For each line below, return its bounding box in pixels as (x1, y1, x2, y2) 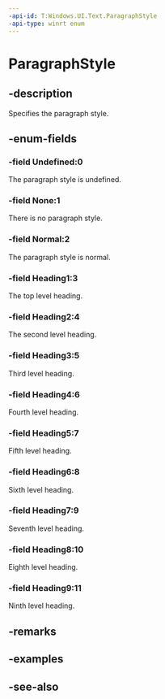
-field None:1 (8, 195, 61, 206)
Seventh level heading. (8, 523, 85, 533)
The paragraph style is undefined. (8, 175, 121, 185)
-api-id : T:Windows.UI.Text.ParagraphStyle (8, 11, 158, 20)
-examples (8, 652, 64, 666)
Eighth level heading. (8, 562, 78, 572)
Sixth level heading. (8, 484, 74, 494)
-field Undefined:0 (8, 156, 83, 167)
